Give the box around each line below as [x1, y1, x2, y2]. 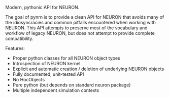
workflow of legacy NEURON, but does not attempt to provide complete [5, 30, 155, 36]
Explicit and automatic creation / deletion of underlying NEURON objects [12, 66, 164, 72]
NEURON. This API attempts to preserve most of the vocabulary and [5, 25, 148, 31]
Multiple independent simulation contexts [12, 87, 99, 93]
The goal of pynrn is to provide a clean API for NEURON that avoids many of [5, 14, 164, 20]
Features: [5, 45, 25, 51]
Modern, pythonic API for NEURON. [5, 5, 80, 10]
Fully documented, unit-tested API [12, 71, 84, 77]
